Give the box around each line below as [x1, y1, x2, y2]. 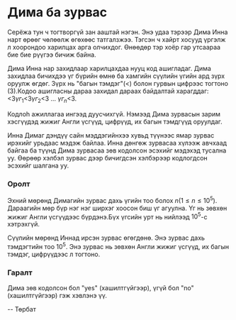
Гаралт [7, 267, 33, 277]
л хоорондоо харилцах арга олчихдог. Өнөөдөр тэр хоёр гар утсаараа [7, 43, 221, 51]
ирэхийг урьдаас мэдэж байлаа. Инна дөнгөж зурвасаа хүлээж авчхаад [7, 138, 227, 147]
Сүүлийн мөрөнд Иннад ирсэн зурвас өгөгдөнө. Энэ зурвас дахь [7, 233, 206, 242]
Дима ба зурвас [7, 4, 108, 21]
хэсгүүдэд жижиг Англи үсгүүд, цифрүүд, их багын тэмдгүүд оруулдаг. [7, 117, 223, 126]
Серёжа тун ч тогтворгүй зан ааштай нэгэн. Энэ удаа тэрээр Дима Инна [7, 28, 228, 36]
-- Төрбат [7, 305, 37, 314]
